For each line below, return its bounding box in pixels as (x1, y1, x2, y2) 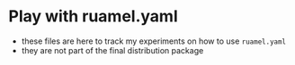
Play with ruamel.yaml (8, 6, 179, 27)
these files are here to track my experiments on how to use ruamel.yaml (21, 36, 287, 46)
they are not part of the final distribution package (21, 45, 204, 55)
